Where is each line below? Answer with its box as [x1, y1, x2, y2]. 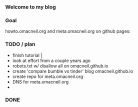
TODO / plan [5, 41, 35, 48]
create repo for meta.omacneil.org [12, 73, 83, 79]
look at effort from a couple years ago [12, 57, 91, 63]
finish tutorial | [12, 52, 42, 58]
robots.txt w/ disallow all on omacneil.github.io [12, 62, 108, 68]
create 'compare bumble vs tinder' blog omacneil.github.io [12, 68, 133, 74]
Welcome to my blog [5, 3, 56, 10]
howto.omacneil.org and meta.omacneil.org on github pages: [5, 28, 131, 34]
